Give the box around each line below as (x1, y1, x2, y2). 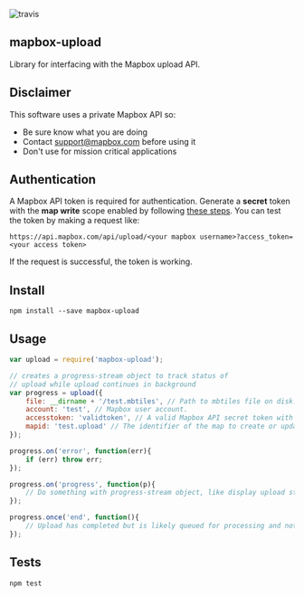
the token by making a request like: (9, 215, 140, 226)
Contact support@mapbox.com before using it (22, 136, 196, 147)
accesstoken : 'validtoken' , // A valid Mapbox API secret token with (25, 413, 294, 422)
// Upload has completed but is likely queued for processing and (25, 521, 281, 531)
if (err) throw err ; (25, 455, 103, 464)
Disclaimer (9, 85, 71, 100)
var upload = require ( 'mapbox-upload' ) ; (9, 355, 165, 365)
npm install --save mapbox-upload (9, 307, 140, 316)
